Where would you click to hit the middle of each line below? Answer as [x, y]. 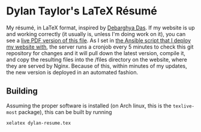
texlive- [184, 106]
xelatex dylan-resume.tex [38, 123]
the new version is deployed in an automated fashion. [72, 72]
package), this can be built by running [65, 112]
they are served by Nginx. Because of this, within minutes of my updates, [97, 66]
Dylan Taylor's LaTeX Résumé [82, 11]
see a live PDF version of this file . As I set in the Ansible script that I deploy [98, 40]
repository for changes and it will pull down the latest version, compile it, [96, 53]
